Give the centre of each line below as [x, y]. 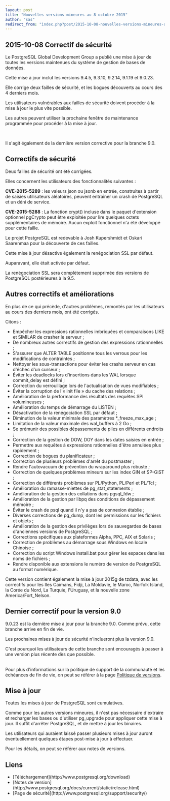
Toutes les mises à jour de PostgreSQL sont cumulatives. [65, 703]
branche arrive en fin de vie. [35, 629]
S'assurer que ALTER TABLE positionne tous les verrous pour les [80, 353]
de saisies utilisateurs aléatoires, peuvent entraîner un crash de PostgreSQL [84, 196]
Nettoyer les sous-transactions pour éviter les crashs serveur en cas [84, 364]
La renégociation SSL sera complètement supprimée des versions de [77, 273]
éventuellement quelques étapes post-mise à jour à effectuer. [69, 739]
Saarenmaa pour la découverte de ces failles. [52, 243]
